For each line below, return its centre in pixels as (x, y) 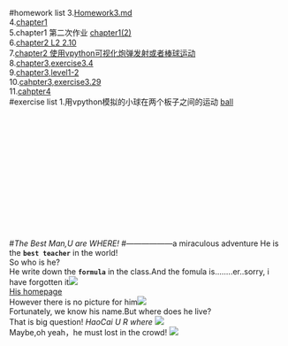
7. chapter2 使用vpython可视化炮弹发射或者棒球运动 (102, 53)
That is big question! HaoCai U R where (81, 322)
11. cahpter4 (30, 91)
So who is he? (34, 262)
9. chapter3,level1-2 (44, 73)
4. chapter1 (28, 22)
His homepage (36, 292)
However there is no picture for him (74, 302)
